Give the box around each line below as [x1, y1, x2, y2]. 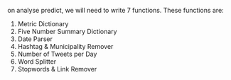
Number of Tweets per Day [17, 50, 97, 58]
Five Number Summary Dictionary [17, 28, 117, 35]
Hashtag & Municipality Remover [17, 42, 114, 50]
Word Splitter [17, 57, 57, 66]
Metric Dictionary [17, 20, 69, 28]
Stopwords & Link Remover [17, 65, 97, 73]
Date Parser [17, 35, 53, 43]
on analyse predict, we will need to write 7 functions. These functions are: [7, 6, 224, 14]
